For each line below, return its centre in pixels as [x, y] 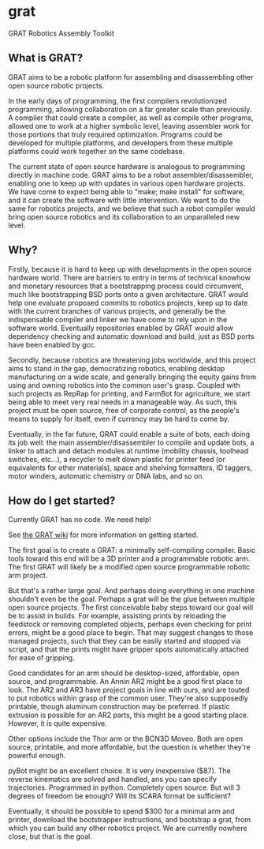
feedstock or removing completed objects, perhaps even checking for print [130, 624]
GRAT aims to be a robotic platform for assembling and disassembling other [131, 77]
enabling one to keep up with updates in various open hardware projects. [127, 183]
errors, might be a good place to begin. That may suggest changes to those [131, 633]
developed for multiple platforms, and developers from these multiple [121, 143]
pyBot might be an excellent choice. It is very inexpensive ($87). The [119, 771]
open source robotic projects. [56, 85]
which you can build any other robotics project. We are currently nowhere [128, 828]
